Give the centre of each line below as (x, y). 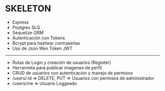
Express (20, 22)
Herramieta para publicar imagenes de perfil (57, 67)
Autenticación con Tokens (39, 38)
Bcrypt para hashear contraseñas (46, 43)
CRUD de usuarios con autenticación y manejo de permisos (72, 73)
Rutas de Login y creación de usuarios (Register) (62, 62)
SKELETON (28, 9)
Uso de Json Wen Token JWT (42, 48)
